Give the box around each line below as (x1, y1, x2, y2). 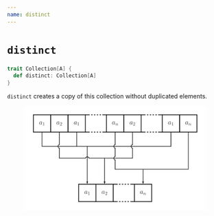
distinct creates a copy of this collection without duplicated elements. (7, 92, 208, 100)
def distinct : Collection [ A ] (13, 72, 97, 79)
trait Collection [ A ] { (7, 65, 72, 72)
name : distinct (7, 11, 51, 18)
